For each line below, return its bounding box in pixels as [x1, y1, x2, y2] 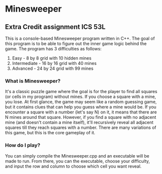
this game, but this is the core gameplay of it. [5, 130, 96, 136]
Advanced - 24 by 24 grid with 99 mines [12, 65, 94, 71]
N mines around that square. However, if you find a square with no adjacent [5, 114, 157, 120]
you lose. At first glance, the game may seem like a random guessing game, [5, 99, 157, 105]
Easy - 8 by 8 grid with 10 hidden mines [12, 55, 91, 61]
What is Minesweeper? [5, 78, 61, 84]
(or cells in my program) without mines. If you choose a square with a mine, [5, 94, 156, 100]
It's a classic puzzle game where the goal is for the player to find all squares [5, 89, 158, 95]
